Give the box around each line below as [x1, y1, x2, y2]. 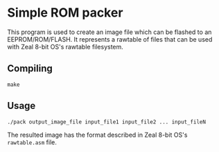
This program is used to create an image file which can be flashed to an [7, 28, 212, 36]
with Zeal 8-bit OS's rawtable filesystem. [7, 42, 123, 51]
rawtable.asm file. [7, 137, 58, 146]
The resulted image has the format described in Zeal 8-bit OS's [7, 130, 188, 139]
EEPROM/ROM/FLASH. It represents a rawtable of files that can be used [7, 35, 213, 43]
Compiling [7, 62, 53, 74]
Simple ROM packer [7, 5, 123, 21]
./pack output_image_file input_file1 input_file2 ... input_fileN [7, 118, 207, 126]
